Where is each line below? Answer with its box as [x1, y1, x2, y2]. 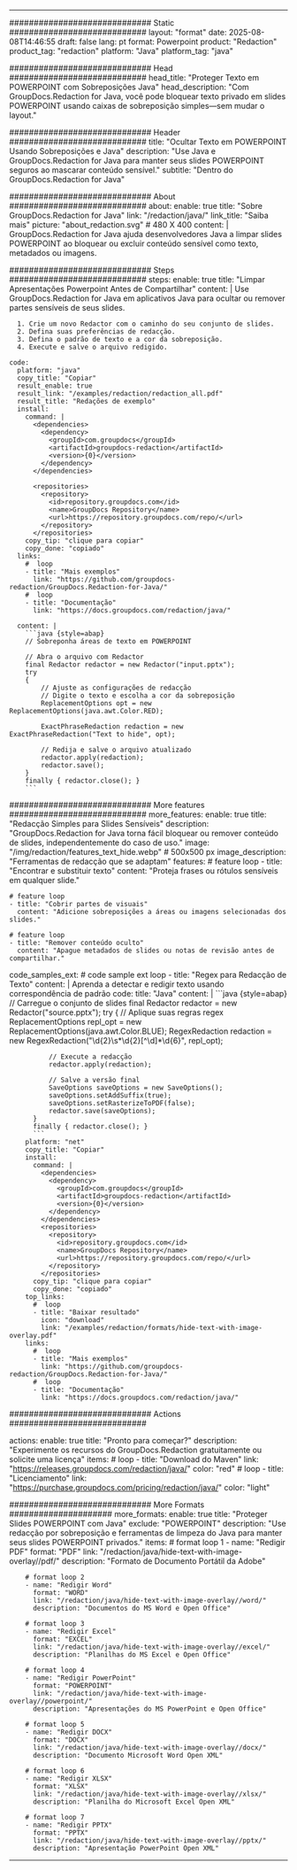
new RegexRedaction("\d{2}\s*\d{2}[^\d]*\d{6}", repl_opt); [9, 1035, 224, 1045]
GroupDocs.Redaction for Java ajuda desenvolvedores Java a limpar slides [9, 229, 283, 239]
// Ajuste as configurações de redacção [41, 683, 192, 692]
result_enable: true [17, 381, 93, 390]
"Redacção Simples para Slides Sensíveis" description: [9, 819, 209, 828]
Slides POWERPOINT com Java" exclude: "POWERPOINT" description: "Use [9, 1519, 286, 1528]
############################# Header [9, 127, 181, 137]
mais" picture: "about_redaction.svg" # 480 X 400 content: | [9, 219, 229, 230]
